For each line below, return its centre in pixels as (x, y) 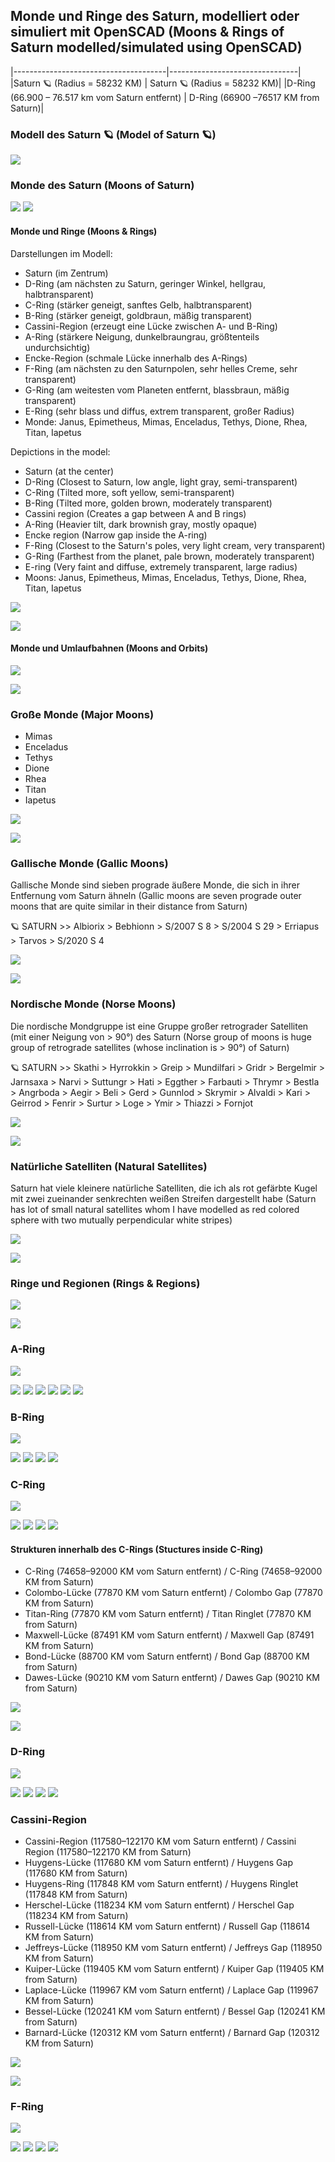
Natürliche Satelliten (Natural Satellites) (109, 1166)
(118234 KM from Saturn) (76, 1915)
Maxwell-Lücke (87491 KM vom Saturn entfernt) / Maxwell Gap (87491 (169, 1635)
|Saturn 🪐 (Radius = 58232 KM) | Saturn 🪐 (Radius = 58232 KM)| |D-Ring (163, 83)
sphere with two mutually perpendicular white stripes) (121, 1220)
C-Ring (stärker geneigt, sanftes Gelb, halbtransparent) (138, 305)
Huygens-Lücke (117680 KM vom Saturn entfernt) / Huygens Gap (158, 1862)
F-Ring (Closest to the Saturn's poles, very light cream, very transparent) (175, 545)
